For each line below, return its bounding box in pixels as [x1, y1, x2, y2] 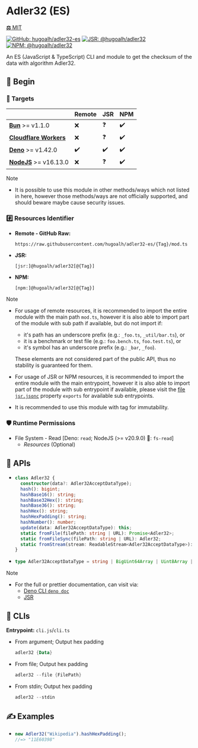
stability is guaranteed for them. [14, 362, 93, 369]
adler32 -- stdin [14, 694, 55, 700]
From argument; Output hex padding [14, 638, 104, 645]
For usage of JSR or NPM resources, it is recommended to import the [14, 373, 184, 380]
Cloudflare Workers [9, 134, 66, 142]
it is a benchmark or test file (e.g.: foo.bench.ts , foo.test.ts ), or [23, 337, 181, 344]
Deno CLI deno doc [23, 587, 69, 595]
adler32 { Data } [14, 649, 53, 655]
